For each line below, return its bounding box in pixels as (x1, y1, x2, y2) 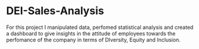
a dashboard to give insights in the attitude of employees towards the (6, 30, 176, 37)
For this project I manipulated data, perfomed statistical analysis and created (6, 24, 194, 31)
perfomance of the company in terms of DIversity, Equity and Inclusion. (6, 36, 181, 43)
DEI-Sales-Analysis (6, 4, 105, 18)
